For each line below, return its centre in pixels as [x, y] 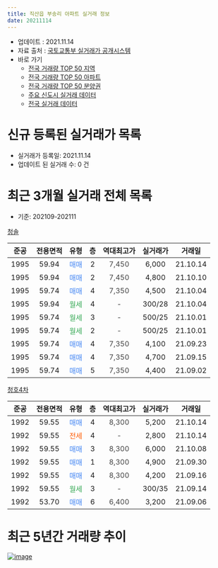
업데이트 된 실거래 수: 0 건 [53, 164]
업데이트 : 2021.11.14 [46, 41]
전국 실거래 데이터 [53, 103]
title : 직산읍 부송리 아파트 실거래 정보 [59, 14]
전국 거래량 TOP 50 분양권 [64, 86]
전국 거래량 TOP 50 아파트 [64, 77]
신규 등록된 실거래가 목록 [74, 135]
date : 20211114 [30, 21]
